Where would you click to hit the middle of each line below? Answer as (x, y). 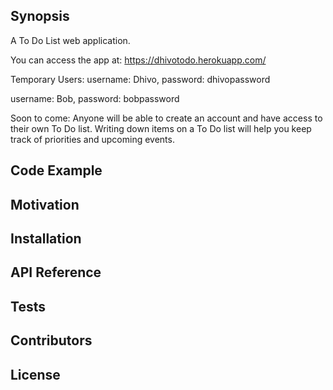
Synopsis (40, 16)
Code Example (56, 170)
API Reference (56, 272)
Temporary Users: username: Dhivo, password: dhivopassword (140, 79)
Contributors (51, 340)
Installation (46, 238)
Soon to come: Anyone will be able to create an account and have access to (166, 118)
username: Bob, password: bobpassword (95, 98)
